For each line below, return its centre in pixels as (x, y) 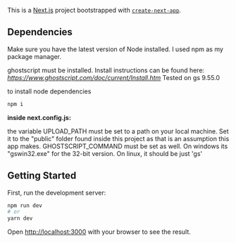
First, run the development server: (57, 192)
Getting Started (42, 176)
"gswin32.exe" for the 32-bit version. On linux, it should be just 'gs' (105, 153)
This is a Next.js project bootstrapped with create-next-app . (94, 10)
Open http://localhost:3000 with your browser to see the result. (99, 232)
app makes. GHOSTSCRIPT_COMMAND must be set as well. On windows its (118, 146)
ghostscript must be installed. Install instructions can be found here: (106, 70)
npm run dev (25, 205)
